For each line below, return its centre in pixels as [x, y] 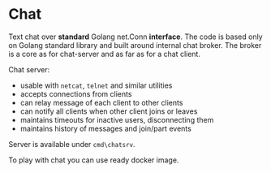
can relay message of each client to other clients [101, 102]
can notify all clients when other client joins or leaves [109, 111]
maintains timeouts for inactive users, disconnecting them [117, 119]
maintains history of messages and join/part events [106, 128]
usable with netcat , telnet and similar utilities [96, 85]
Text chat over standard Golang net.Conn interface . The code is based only [135, 37]
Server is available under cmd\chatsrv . [72, 144]
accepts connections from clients [76, 93]
